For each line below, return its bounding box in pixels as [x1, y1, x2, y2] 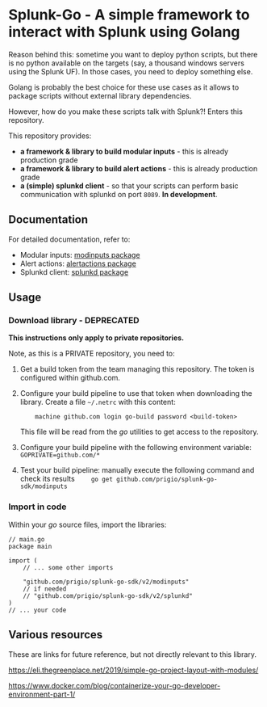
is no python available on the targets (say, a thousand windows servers [8, 58, 244, 68]
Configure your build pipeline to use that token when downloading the [19, 389, 252, 398]
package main [8, 542, 52, 550]
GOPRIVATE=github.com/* [19, 451, 101, 460]
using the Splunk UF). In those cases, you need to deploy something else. [8, 66, 253, 76]
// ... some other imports [23, 563, 114, 571]
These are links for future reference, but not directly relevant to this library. [8, 649, 257, 659]
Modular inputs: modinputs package [19, 250, 140, 259]
